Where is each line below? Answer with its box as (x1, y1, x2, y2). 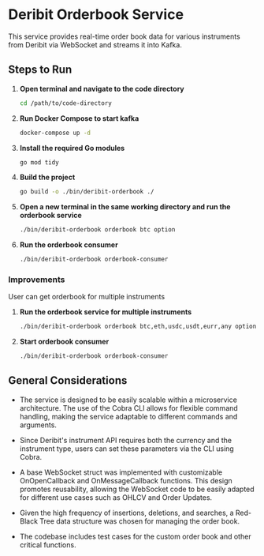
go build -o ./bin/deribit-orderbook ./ (19, 188, 154, 196)
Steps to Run (8, 63, 73, 77)
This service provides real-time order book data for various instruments (8, 32, 240, 41)
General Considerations (8, 374, 128, 388)
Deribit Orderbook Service (8, 6, 184, 24)
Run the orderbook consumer (19, 240, 118, 250)
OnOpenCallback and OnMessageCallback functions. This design (19, 475, 232, 485)
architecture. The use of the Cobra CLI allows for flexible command (19, 403, 238, 412)
